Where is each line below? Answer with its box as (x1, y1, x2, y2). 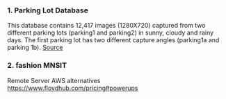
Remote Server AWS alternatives (7, 76, 101, 84)
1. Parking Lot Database (7, 6, 88, 15)
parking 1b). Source (7, 44, 63, 52)
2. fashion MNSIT (7, 61, 67, 71)
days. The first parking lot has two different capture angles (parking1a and (7, 36, 220, 44)
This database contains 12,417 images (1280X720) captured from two (7, 21, 206, 30)
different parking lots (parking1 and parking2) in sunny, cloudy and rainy (7, 28, 214, 37)
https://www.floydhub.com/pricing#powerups (7, 84, 138, 92)
